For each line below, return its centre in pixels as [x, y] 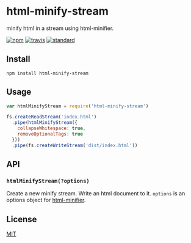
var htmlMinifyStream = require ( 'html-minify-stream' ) [77, 106]
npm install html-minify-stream [47, 73]
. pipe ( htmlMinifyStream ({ [45, 123]
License [22, 219]
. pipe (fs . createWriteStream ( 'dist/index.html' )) [75, 145]
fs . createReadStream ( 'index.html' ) [52, 117]
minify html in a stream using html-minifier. [60, 28]
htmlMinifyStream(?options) [48, 181]
